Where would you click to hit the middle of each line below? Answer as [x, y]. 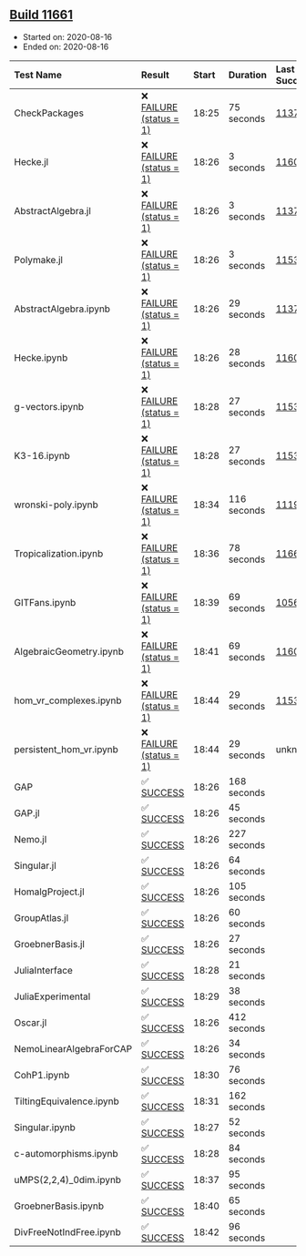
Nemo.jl [31, 839]
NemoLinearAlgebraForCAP [73, 1048]
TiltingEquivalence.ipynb [67, 1101]
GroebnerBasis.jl [49, 944]
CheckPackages [49, 113]
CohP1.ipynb [42, 1075]
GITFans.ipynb [45, 602]
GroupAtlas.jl [41, 917]
